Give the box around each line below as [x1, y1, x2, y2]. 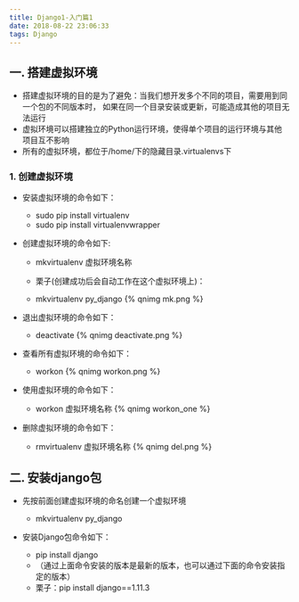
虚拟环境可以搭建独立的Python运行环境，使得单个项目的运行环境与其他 [21, 124, 283, 135]
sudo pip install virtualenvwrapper [35, 219, 161, 230]
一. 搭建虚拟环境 [9, 64, 98, 80]
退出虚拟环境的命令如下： [21, 312, 117, 323]
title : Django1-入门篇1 [9, 12, 93, 22]
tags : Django [9, 29, 58, 38]
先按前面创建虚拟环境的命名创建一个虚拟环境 [21, 496, 187, 507]
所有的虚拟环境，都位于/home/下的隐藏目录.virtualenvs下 [21, 146, 232, 157]
